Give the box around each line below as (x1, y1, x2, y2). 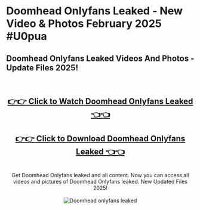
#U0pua (6, 30, 47, 43)
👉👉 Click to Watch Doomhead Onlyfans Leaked (7, 97, 193, 107)
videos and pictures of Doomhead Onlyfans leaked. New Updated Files (13, 178, 188, 186)
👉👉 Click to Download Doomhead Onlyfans (15, 133, 186, 144)
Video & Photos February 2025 (6, 17, 162, 30)
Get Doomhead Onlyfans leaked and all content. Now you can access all (11, 172, 189, 179)
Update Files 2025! (6, 63, 79, 73)
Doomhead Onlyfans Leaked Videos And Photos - (6, 53, 195, 63)
